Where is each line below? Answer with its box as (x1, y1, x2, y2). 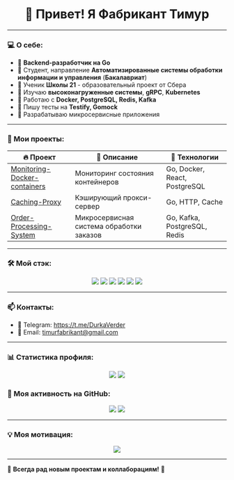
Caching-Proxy (10, 197, 61, 207)
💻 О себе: (7, 40, 43, 49)
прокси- (123, 193, 153, 202)
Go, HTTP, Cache (166, 197, 224, 207)
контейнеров (75, 177, 119, 186)
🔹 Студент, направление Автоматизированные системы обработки (17, 66, 223, 74)
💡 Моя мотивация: (7, 429, 73, 439)
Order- (10, 212, 35, 222)
